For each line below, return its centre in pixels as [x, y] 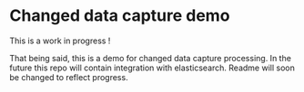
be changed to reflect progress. [69, 77]
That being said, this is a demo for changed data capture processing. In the [150, 58]
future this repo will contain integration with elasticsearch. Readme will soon [152, 68]
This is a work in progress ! [60, 41]
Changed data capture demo [120, 16]
